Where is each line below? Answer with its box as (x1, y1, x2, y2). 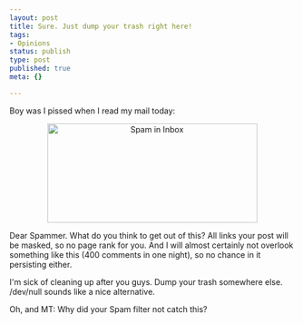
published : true (9, 64, 71, 74)
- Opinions (9, 38, 51, 48)
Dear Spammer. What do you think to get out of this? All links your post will (9, 230, 288, 241)
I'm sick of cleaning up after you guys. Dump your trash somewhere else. (9, 276, 283, 287)
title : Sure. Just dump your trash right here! (9, 22, 193, 31)
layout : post (9, 13, 59, 23)
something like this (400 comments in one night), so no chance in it (9, 249, 261, 260)
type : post (9, 55, 51, 64)
